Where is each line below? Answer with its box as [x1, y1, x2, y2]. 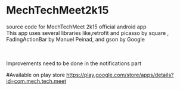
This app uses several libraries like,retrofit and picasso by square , [6, 29, 169, 36]
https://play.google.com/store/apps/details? [66, 71, 174, 78]
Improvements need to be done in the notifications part [6, 60, 142, 67]
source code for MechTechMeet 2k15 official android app [6, 23, 147, 30]
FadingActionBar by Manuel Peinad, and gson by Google [6, 36, 145, 43]
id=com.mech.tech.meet [6, 78, 67, 85]
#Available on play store [6, 71, 66, 78]
